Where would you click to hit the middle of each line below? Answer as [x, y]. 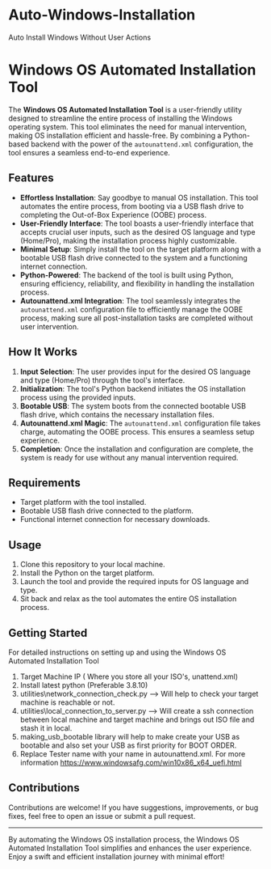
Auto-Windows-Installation [102, 15]
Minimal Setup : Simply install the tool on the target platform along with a [140, 249]
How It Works [43, 352]
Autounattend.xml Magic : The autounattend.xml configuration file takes [140, 423]
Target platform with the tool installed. [83, 502]
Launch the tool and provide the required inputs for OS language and [134, 582]
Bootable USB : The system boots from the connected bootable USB [133, 405]
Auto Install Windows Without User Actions [80, 37]
